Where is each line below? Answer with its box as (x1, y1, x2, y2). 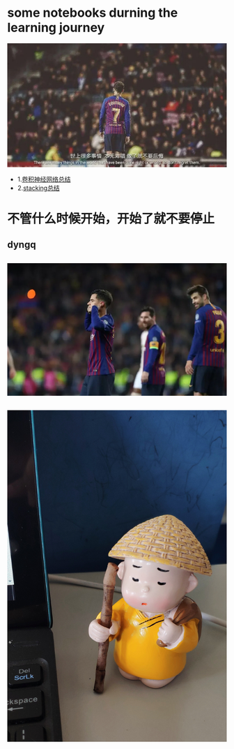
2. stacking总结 (17, 184, 61, 192)
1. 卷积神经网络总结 (17, 175, 71, 183)
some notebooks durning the (7, 5, 178, 21)
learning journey (7, 20, 105, 36)
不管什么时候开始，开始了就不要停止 (7, 211, 215, 227)
